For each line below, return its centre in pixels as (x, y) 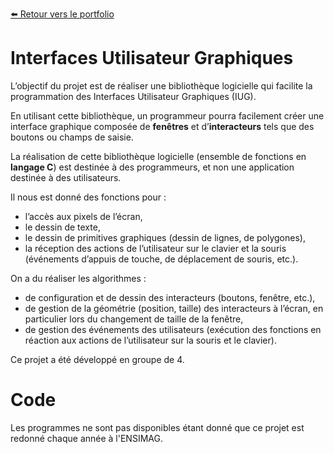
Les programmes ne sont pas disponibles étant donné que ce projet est (157, 427)
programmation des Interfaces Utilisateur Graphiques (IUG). (133, 96)
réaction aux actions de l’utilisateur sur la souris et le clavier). (150, 340)
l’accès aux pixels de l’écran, (83, 216)
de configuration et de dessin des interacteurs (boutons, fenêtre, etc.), (170, 297)
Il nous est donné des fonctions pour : (88, 197)
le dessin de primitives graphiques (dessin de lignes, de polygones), (165, 237)
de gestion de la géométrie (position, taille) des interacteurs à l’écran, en (174, 308)
